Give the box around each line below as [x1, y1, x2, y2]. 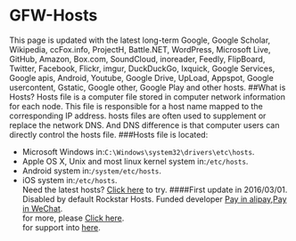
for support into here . [21, 221, 101, 232]
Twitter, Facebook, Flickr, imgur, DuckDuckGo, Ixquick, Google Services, [9, 63, 275, 74]
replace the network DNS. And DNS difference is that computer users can [9, 119, 280, 130]
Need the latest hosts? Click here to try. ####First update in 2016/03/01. [21, 184, 288, 195]
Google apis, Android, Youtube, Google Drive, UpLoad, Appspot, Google [9, 72, 274, 83]
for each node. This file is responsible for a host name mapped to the [9, 100, 263, 111]
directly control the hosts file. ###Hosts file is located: [9, 129, 209, 140]
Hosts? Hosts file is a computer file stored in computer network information [9, 91, 285, 102]
